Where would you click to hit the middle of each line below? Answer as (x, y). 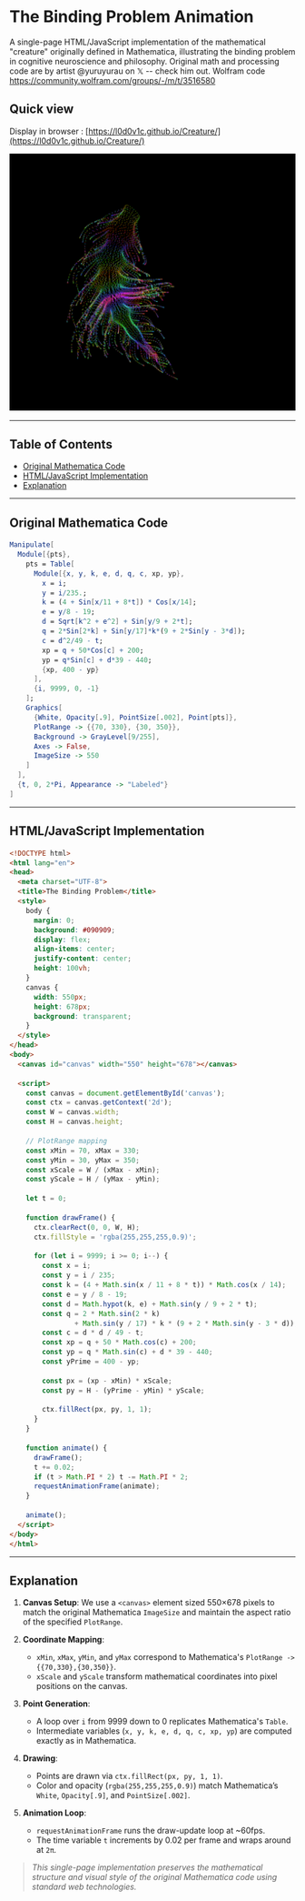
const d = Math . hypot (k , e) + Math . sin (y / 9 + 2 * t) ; (150, 1304)
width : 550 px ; (60, 997)
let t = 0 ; (46, 1199)
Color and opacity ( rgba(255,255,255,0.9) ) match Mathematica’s (157, 1785)
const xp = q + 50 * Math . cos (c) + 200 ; (119, 1343)
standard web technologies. (84, 1887)
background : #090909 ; (74, 930)
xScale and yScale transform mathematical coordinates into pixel (157, 1676)
